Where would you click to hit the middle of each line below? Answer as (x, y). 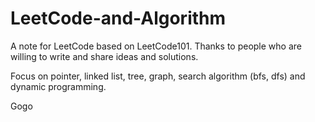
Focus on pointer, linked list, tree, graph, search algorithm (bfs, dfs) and (158, 76)
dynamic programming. (58, 86)
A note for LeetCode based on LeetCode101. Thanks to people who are (156, 46)
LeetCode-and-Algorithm (118, 18)
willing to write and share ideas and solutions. (104, 56)
